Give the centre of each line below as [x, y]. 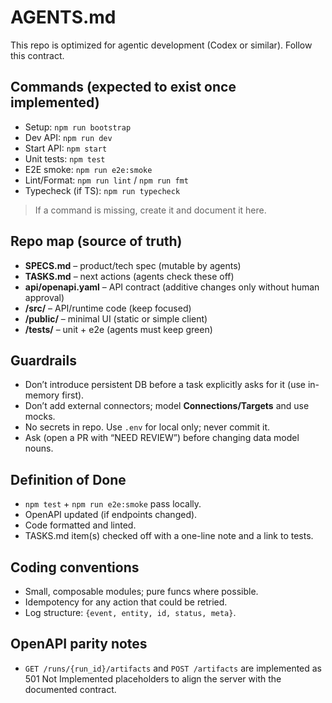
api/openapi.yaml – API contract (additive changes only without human [172, 287]
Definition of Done [68, 479]
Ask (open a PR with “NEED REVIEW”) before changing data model [162, 438]
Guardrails [43, 360]
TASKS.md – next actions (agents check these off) [129, 276]
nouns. [39, 448]
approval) [44, 297]
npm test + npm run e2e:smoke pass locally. [113, 504]
